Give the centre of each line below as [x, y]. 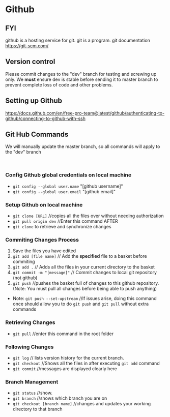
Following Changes [30, 347]
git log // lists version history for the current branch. [68, 358]
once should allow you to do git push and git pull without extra [81, 304]
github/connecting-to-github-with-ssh [45, 118]
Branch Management [32, 381]
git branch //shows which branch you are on [60, 398]
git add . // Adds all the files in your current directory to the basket [84, 267]
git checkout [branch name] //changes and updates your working [82, 404]
